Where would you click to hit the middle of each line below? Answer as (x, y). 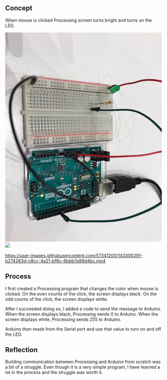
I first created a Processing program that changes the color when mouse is (82, 288)
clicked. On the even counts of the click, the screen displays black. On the (81, 294)
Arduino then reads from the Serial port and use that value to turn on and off (83, 329)
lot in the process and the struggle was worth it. (54, 373)
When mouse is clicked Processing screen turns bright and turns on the (79, 20)
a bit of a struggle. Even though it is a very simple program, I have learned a (83, 367)
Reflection (22, 350)
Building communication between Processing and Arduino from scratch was (83, 362)
